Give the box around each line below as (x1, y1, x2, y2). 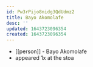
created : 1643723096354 (6, 31, 67, 37)
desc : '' (6, 20, 29, 26)
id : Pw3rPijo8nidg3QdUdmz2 (6, 8, 75, 15)
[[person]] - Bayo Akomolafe (15, 48, 87, 55)
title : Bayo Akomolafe (6, 14, 64, 21)
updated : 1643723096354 (6, 25, 67, 32)
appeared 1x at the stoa (15, 54, 74, 62)
